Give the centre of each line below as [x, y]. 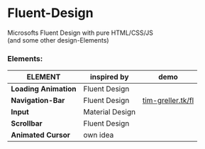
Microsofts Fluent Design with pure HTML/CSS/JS [81, 33]
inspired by [109, 77]
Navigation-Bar [38, 101]
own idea [99, 135]
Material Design [110, 112]
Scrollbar [27, 123]
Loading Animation [44, 89]
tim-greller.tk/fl [168, 101]
